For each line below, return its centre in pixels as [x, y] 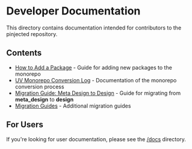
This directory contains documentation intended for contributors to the [94, 28]
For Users [25, 125]
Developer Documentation [73, 11]
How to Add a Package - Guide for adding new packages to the [94, 67]
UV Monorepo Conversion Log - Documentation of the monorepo [96, 80]
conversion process [39, 87]
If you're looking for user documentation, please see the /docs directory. [96, 139]
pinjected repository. [32, 34]
